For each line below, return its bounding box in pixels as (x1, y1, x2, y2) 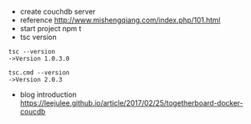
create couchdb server (19, 7, 96, 16)
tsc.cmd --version (8, 69, 70, 77)
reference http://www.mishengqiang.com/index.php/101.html (19, 15, 221, 25)
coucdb (19, 107, 46, 116)
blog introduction (19, 90, 77, 99)
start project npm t (19, 24, 82, 33)
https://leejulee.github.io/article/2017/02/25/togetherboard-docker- (19, 98, 244, 107)
